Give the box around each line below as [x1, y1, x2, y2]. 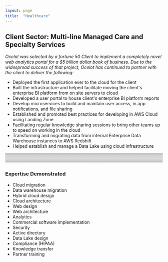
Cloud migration [12, 182, 46, 188]
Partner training [12, 251, 45, 257]
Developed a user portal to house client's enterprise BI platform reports [12, 95, 159, 101]
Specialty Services [5, 40, 65, 49]
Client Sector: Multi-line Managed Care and [5, 33, 143, 41]
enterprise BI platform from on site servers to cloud [12, 90, 118, 96]
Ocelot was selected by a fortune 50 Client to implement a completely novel [5, 54, 161, 60]
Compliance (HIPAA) [12, 240, 55, 246]
